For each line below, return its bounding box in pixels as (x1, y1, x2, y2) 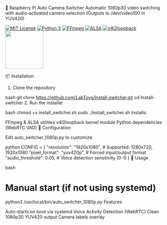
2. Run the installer (24, 100, 64, 106)
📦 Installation (5, 73, 34, 79)
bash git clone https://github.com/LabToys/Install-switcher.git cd (5, 95, 140, 100)
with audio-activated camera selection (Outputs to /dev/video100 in (5, 10, 145, 16)
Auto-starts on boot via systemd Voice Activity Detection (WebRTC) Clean (5, 208, 159, 214)
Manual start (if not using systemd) (5, 182, 156, 194)
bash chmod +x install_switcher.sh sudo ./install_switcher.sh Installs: (5, 110, 147, 115)
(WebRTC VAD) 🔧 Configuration (5, 125, 71, 130)
